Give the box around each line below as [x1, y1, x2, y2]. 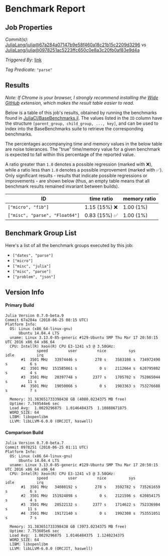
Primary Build [5, 302, 34, 308]
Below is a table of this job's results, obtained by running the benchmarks [5, 109, 157, 116]
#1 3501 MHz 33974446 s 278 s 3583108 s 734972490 [21, 357, 160, 362]
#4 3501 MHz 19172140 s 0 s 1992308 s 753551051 [21, 511, 160, 516]
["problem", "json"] [12, 274, 56, 279]
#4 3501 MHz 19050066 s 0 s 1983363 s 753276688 [21, 383, 160, 389]
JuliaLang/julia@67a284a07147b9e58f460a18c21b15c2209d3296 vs [5, 42, 146, 48]
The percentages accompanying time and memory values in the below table [5, 140, 162, 146]
